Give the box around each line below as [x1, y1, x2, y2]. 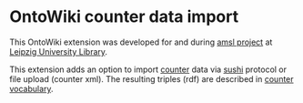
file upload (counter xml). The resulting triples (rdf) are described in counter [9, 73, 294, 84]
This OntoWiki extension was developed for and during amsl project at [9, 36, 273, 47]
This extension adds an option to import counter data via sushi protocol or [9, 64, 288, 75]
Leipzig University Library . [9, 46, 107, 57]
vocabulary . [9, 83, 54, 94]
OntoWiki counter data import [9, 6, 239, 27]
